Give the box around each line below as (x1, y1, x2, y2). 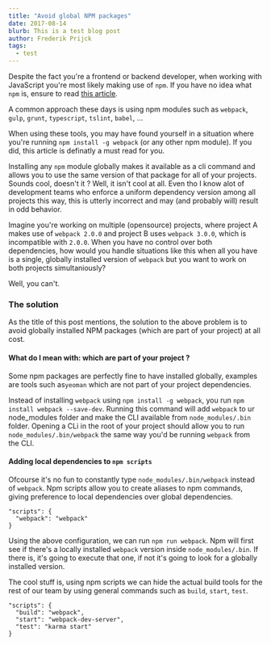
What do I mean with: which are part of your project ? (8, 352, 190, 362)
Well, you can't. (8, 279, 60, 288)
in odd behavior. (8, 204, 62, 214)
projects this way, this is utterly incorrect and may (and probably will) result (8, 196, 259, 205)
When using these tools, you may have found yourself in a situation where (8, 129, 254, 138)
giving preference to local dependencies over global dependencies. (8, 491, 233, 501)
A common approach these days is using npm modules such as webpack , (8, 104, 248, 114)
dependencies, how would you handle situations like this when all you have (8, 246, 258, 255)
